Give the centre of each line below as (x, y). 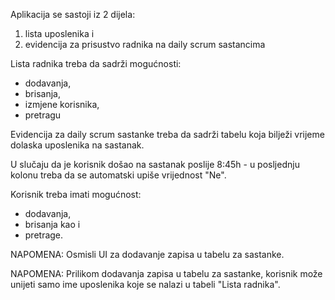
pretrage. (44, 235)
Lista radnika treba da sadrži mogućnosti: (96, 63)
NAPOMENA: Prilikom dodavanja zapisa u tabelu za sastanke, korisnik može (166, 273)
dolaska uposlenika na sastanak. (77, 145)
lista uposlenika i (59, 33)
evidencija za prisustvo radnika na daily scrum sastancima (145, 44)
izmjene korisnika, (62, 104)
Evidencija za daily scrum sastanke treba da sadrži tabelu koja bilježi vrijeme (167, 134)
